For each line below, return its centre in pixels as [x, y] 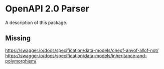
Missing [18, 38]
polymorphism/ [21, 61]
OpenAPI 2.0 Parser [47, 9]
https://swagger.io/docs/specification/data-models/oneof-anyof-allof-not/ [82, 50]
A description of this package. [36, 22]
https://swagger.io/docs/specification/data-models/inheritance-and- [76, 55]
